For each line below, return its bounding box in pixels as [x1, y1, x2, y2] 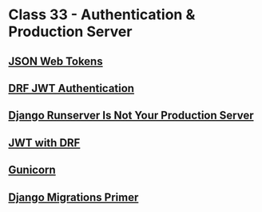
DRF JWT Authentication [8, 82, 134, 95]
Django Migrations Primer [8, 190, 139, 204]
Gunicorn [8, 163, 56, 177]
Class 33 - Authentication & [8, 6, 196, 24]
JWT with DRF [8, 136, 81, 150]
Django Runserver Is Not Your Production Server [8, 109, 254, 122]
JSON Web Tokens [8, 54, 103, 68]
